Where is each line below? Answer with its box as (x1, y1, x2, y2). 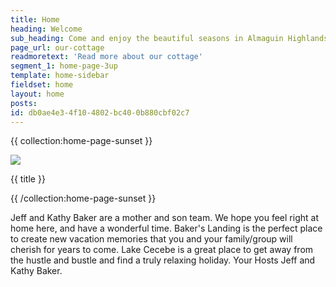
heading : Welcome (10, 24, 83, 34)
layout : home (10, 89, 65, 99)
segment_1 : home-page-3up (10, 61, 118, 71)
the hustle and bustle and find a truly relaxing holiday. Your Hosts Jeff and (10, 254, 316, 266)
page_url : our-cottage (10, 42, 105, 53)
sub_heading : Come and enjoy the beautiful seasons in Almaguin (10, 33, 284, 43)
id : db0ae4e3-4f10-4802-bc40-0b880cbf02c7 (10, 107, 190, 118)
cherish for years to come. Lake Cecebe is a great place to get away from (10, 244, 314, 256)
